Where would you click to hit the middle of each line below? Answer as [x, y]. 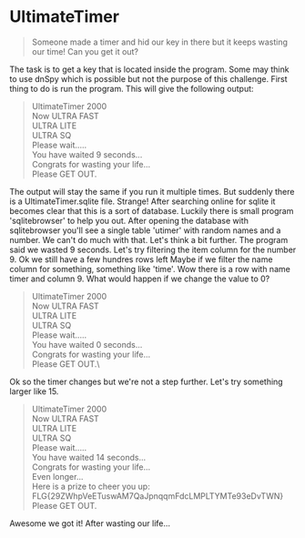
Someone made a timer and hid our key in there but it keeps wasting [160, 42]
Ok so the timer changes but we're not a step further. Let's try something [147, 381]
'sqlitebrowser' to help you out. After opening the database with [129, 220]
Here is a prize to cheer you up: [91, 486]
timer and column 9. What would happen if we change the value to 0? [140, 279]
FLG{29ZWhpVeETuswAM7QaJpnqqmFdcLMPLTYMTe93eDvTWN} [158, 496]
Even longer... [57, 476]
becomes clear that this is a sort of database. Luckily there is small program [152, 210]
